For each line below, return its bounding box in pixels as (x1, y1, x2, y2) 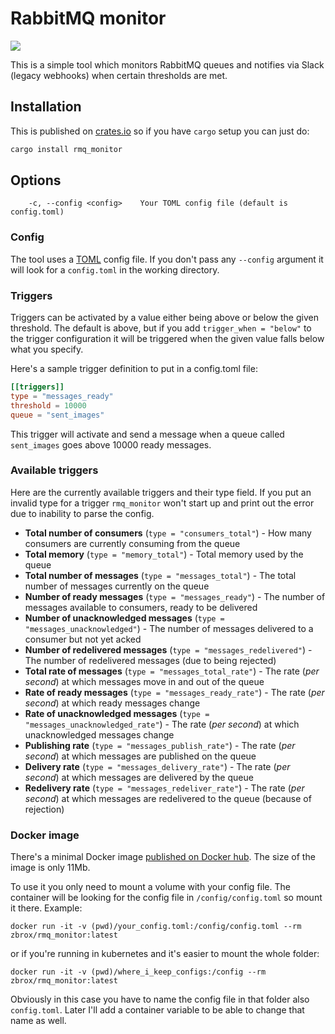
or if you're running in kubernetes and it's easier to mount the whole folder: (10, 948, 320, 960)
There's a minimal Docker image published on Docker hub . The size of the (10, 851, 316, 863)
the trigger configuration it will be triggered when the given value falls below (10, 333, 325, 345)
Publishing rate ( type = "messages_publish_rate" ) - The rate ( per (24, 739, 296, 751)
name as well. (10, 1015, 67, 1027)
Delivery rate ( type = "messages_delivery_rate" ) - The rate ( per (24, 760, 291, 772)
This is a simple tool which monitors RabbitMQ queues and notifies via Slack (10, 58, 325, 71)
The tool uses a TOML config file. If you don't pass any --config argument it (10, 253, 324, 265)
